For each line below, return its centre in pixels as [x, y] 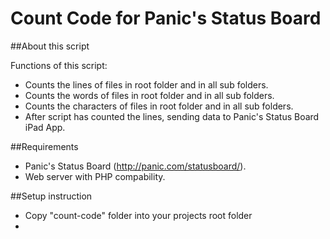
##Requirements [44, 146]
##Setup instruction [51, 196]
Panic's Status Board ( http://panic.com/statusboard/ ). [135, 166]
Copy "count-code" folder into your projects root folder [138, 215]
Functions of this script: [59, 65]
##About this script [50, 46]
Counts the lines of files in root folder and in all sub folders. [146, 84]
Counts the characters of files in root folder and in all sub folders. [159, 106]
